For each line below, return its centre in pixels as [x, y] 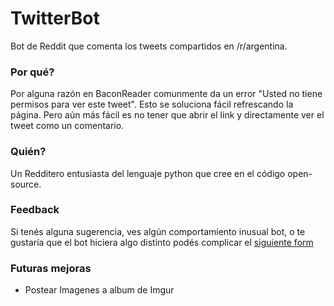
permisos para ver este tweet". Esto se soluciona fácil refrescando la [152, 104]
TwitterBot [55, 18]
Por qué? [32, 72]
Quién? [28, 152]
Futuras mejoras [51, 268]
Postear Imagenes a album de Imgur [99, 290]
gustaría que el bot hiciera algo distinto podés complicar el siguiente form [162, 242]
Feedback [35, 210]
